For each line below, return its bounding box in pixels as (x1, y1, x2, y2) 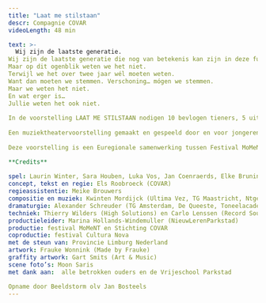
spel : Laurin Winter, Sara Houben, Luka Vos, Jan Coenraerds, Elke (8, 172, 236, 180)
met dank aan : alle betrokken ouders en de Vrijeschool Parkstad (8, 268, 232, 276)
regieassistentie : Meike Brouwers (8, 187, 123, 195)
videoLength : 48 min (8, 26, 77, 34)
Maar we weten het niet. (8, 85, 90, 93)
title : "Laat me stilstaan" (8, 11, 101, 20)
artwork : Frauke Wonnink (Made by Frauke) (8, 246, 150, 254)
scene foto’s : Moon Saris (8, 260, 93, 269)
